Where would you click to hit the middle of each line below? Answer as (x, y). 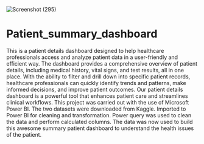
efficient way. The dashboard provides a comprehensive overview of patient (102, 63)
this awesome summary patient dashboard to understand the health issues (100, 128)
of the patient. (24, 134)
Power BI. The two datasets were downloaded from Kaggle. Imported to (96, 109)
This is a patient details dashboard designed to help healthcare (85, 50)
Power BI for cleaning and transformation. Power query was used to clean (99, 115)
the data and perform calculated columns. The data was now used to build (100, 122)
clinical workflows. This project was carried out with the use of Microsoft (98, 102)
